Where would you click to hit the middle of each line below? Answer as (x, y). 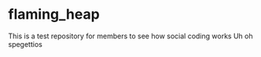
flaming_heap (54, 14)
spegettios (26, 44)
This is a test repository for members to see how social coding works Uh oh (130, 36)
